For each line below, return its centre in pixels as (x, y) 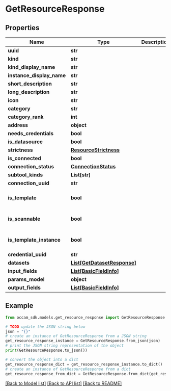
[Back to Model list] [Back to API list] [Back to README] (64, 383)
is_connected (25, 158)
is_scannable (24, 219)
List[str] (80, 175)
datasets (19, 263)
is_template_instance (34, 240)
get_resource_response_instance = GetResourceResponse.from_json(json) (83, 341)
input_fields (22, 271)
